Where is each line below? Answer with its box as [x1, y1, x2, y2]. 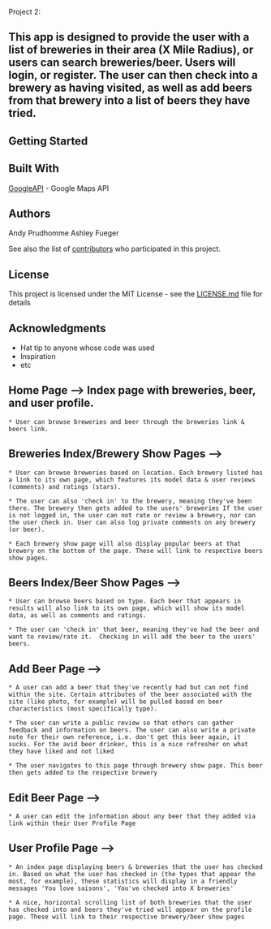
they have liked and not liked [8, 747, 114, 756]
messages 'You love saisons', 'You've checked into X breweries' [8, 884, 234, 892]
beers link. [8, 425, 49, 433]
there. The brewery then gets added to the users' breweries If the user [8, 503, 264, 512]
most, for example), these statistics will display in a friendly [8, 877, 238, 885]
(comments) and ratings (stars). [8, 482, 122, 490]
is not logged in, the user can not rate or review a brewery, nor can [8, 511, 256, 519]
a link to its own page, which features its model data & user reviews [8, 475, 256, 484]
